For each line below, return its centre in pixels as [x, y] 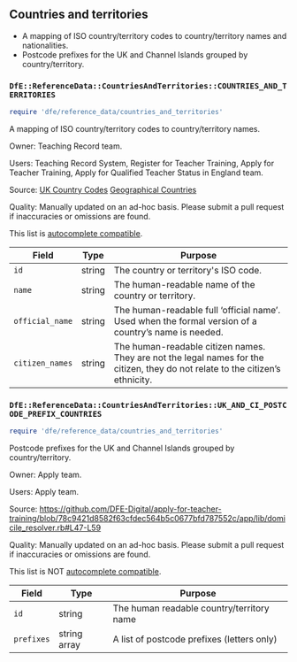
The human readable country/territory [191, 608]
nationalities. [45, 45]
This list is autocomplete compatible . [76, 233]
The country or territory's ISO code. [188, 270]
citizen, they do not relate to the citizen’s [197, 368]
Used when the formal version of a [186, 320]
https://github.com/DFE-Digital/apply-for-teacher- [131, 509]
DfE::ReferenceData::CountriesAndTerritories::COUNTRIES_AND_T [148, 86]
